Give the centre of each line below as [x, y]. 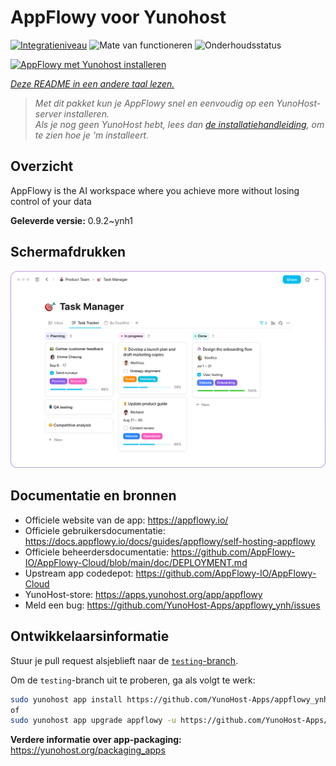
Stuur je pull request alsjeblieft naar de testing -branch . [124, 660]
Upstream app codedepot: [79, 573]
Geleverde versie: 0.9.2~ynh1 [71, 220]
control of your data [51, 201]
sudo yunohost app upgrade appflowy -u [93, 721]
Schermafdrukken [68, 252]
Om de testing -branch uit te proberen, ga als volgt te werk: [133, 680]
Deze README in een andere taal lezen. [92, 83]
